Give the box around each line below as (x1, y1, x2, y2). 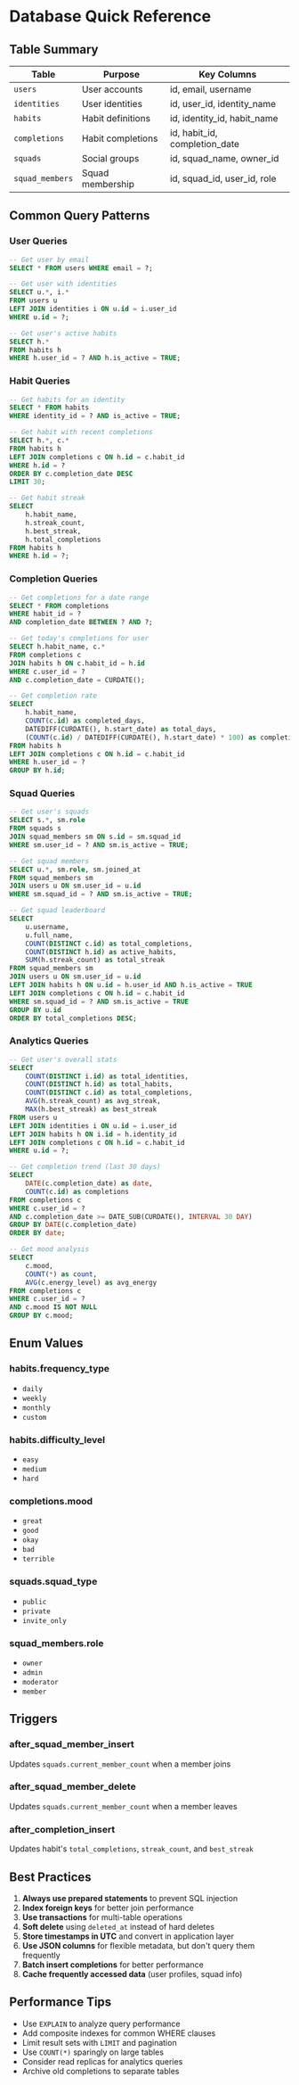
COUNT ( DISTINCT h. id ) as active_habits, (25, 947, 177, 956)
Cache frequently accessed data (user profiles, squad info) (21, 1968, 243, 1979)
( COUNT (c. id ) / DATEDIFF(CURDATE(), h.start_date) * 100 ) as (25, 733, 256, 742)
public (21, 1597, 47, 1606)
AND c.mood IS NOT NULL (9, 1303, 98, 1312)
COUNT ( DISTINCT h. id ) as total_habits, (25, 1080, 174, 1089)
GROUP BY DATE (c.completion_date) (9, 1220, 138, 1230)
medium (21, 1464, 47, 1473)
